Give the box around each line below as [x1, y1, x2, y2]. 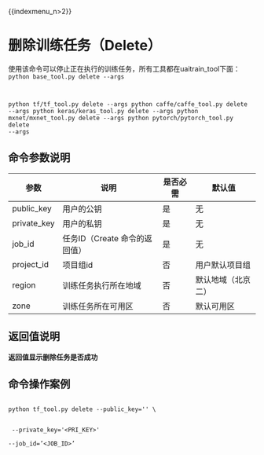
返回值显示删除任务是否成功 [8, 352, 98, 361]
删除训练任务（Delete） [8, 37, 162, 54]
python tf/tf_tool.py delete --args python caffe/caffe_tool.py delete [8, 100, 247, 108]
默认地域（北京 [195, 274, 251, 285]
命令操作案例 [8, 377, 71, 391]
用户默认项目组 [195, 259, 251, 270]
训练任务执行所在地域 [62, 280, 141, 291]
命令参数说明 [8, 151, 71, 164]
